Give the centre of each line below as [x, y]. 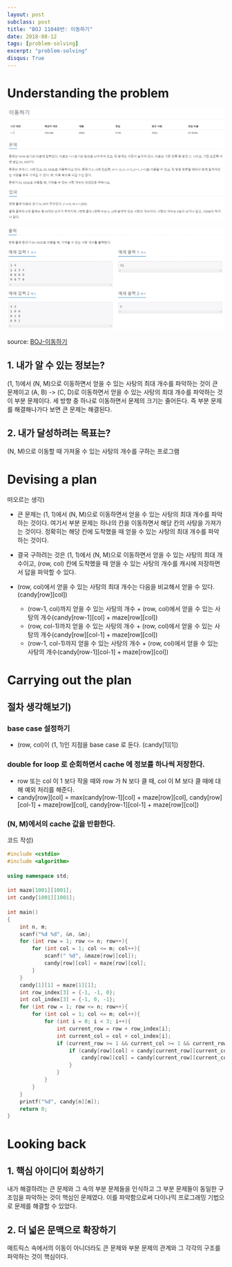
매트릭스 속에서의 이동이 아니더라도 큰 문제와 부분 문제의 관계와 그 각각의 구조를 [114, 1248]
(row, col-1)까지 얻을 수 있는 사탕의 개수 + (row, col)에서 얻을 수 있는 [120, 626]
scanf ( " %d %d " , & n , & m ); [55, 934]
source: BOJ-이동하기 [37, 341]
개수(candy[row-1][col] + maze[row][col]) [99, 617]
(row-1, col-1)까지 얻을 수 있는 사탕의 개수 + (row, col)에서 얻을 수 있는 [123, 643]
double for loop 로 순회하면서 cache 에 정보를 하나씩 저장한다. [106, 764]
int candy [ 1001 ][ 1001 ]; [41, 898]
